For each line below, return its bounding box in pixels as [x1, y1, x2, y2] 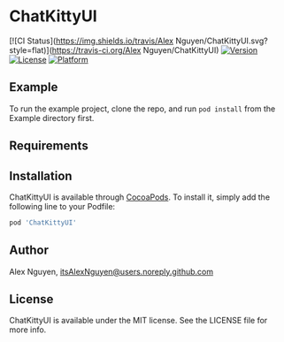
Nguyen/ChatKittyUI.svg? [175, 35, 268, 46]
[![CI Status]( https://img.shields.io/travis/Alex [9, 35, 174, 46]
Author [9, 243, 49, 258]
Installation [9, 168, 73, 183]
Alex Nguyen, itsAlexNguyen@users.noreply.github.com [9, 266, 214, 277]
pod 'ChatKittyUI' [9, 218, 77, 227]
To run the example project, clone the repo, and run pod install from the [9, 103, 276, 114]
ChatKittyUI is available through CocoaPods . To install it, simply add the [9, 192, 271, 202]
